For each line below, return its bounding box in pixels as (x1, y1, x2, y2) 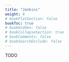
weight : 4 (5, 12, 25, 17)
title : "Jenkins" (5, 7, 40, 12)
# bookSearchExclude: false (5, 39, 62, 44)
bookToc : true (5, 21, 34, 26)
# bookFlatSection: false (5, 16, 57, 21)
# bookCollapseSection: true (5, 30, 64, 35)
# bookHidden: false (5, 25, 47, 30)
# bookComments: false (5, 35, 51, 40)
